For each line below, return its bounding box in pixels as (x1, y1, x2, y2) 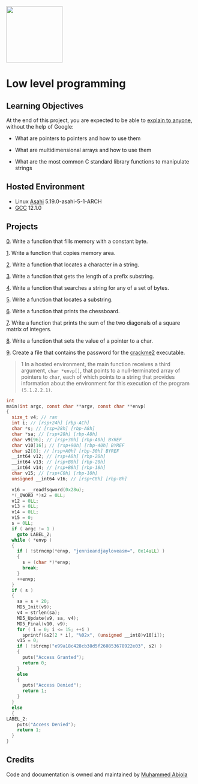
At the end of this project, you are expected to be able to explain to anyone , (6, 117, 193, 124)
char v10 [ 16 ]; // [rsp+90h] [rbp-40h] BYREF (11, 442, 125, 449)
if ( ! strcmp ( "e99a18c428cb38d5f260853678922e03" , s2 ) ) (17, 643, 163, 649)
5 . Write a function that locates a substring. (6, 296, 113, 303)
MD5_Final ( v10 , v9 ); (17, 620, 68, 627)
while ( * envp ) (11, 537, 52, 543)
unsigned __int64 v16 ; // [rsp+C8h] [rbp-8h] (11, 476, 128, 482)
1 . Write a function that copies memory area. (6, 249, 116, 256)
